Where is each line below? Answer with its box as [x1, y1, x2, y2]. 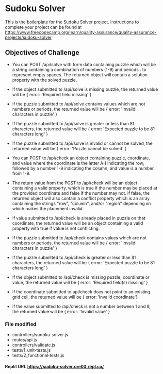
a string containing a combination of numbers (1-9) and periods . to [12, 67, 147, 72]
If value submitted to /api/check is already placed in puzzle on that [12, 215, 146, 221]
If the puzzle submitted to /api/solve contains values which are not [12, 101, 146, 107]
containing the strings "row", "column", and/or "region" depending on [12, 200, 151, 206]
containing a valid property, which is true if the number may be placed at [12, 185, 158, 191]
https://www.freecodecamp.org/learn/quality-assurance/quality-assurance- [5, 29, 157, 35]
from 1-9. [12, 170, 31, 176]
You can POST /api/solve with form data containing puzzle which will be [12, 61, 156, 67]
